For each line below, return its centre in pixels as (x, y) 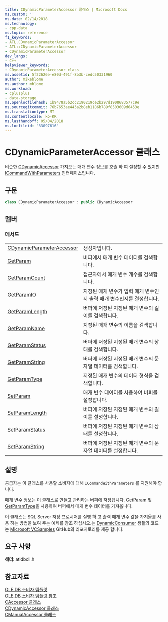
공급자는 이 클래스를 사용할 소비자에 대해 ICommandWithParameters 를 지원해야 (81, 483)
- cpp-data (16, 28)
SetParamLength (27, 413)
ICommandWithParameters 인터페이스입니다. (50, 173)
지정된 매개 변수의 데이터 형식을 (118, 375)
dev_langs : (16, 56)
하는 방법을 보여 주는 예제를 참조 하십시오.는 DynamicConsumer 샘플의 (80, 523)
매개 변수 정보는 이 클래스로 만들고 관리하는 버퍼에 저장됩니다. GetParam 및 (79, 500)
